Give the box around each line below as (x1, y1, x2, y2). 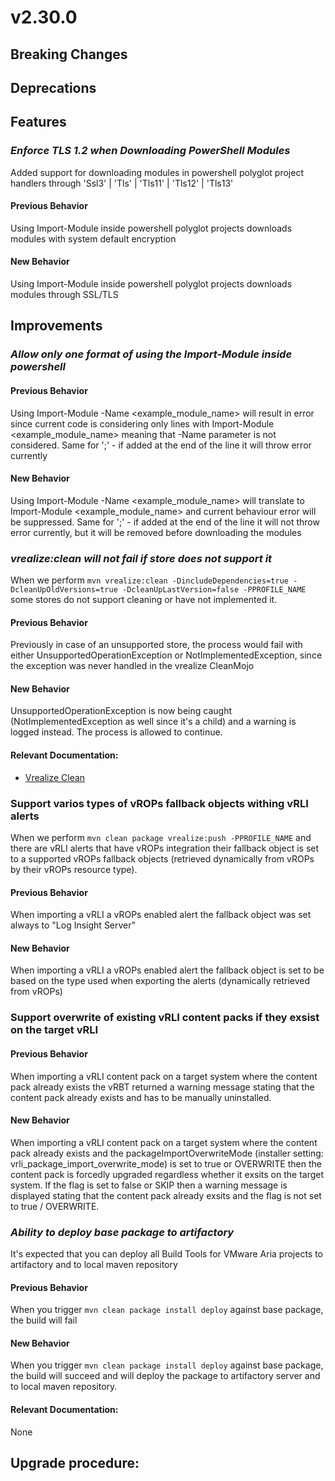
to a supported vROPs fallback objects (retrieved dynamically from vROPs (10, 852, 315, 865)
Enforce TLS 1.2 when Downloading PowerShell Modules (10, 144, 291, 158)
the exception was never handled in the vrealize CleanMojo (10, 660, 255, 672)
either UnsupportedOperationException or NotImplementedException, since (10, 649, 323, 661)
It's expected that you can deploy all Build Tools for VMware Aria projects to (10, 1248, 323, 1260)
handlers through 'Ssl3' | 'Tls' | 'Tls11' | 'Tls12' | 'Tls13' (10, 177, 234, 189)
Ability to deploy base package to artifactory (10, 1225, 235, 1239)
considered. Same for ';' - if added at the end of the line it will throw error (10, 439, 312, 451)
